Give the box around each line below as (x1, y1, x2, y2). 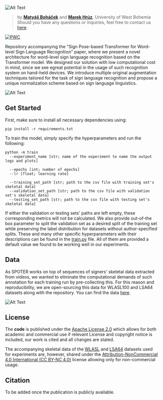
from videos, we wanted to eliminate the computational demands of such (5, 274, 152, 280)
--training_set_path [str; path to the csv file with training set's (9, 180, 154, 185)
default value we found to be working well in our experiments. (5, 241, 130, 247)
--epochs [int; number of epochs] (9, 167, 80, 172)
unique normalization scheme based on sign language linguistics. (5, 80, 137, 86)
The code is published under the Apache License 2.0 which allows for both (5, 326, 157, 332)
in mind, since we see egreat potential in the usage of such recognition (5, 64, 148, 70)
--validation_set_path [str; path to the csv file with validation (9, 188, 150, 194)
